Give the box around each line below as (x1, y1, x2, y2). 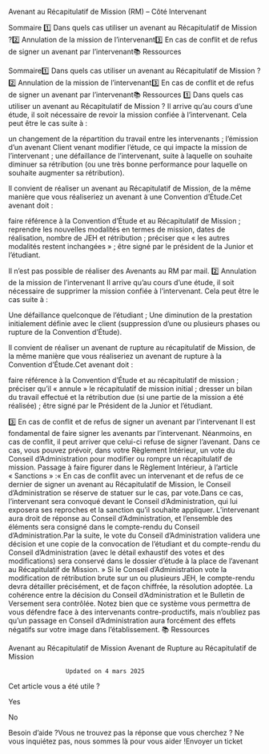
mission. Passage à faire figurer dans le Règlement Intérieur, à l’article (8, 462, 239, 472)
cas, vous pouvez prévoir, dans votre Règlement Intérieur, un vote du (8, 446, 235, 455)
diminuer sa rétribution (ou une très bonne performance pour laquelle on (8, 159, 248, 169)
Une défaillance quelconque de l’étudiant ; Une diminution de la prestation (8, 310, 253, 320)
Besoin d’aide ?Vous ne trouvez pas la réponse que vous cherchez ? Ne (8, 728, 244, 737)
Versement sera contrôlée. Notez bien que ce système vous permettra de (8, 599, 251, 608)
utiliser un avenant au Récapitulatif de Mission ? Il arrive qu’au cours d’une (8, 102, 253, 111)
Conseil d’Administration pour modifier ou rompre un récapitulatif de (8, 454, 233, 463)
